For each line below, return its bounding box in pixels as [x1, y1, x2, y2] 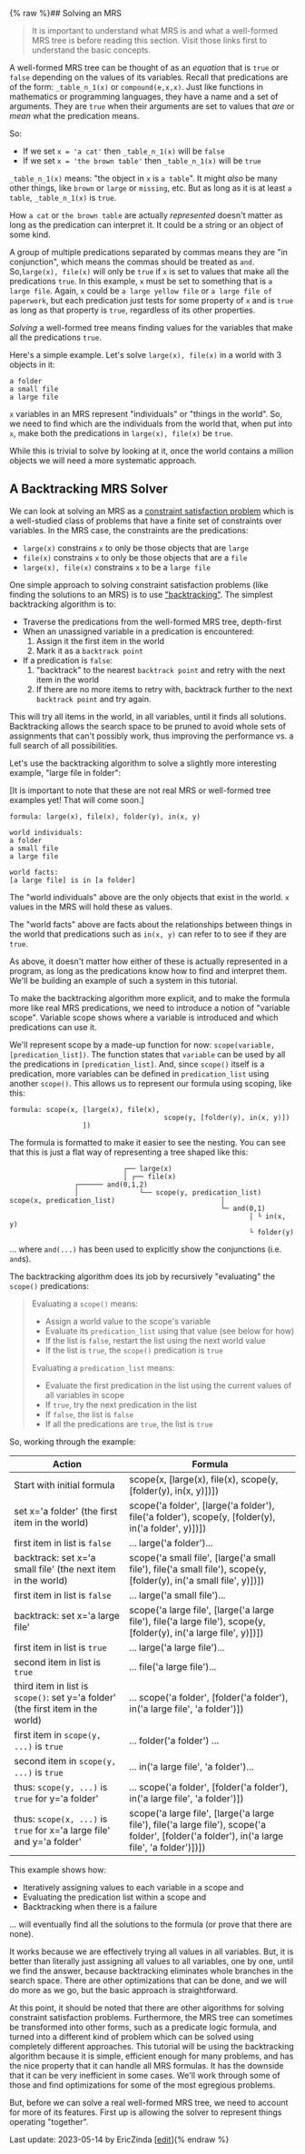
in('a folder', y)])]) [129, 1522, 207, 1534]
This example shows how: [9, 1864, 107, 1875]
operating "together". [9, 2116, 89, 2127]
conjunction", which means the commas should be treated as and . [9, 256, 255, 267]
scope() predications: [9, 1280, 89, 1291]
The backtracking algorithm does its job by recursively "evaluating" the [9, 1271, 275, 1282]
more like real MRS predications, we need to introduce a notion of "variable [9, 1002, 290, 1013]
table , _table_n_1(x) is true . [9, 193, 117, 203]
